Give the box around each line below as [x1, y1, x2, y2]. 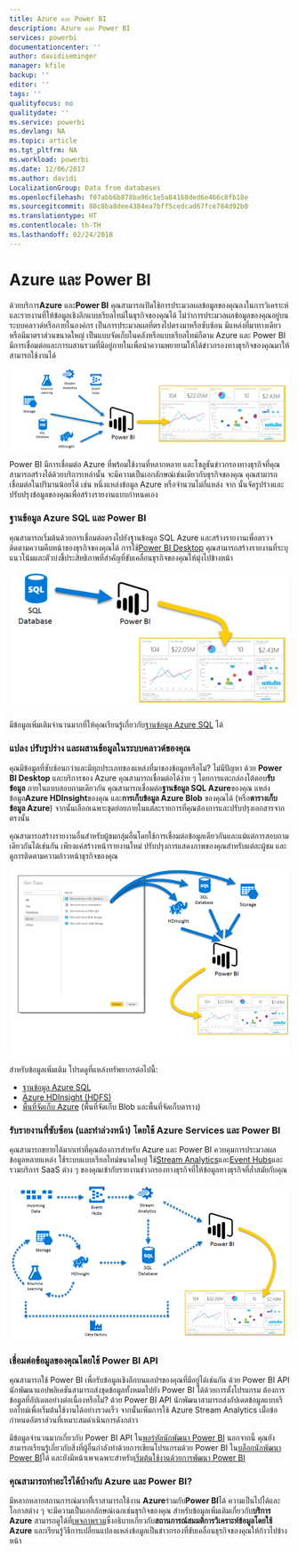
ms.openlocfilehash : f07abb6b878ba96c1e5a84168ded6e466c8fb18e [9, 192, 249, 202]
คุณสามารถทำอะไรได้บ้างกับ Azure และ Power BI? [9, 1475, 193, 1487]
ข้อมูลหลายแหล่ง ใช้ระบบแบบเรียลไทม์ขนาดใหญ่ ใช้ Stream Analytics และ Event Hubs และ [9, 1154, 283, 1165]
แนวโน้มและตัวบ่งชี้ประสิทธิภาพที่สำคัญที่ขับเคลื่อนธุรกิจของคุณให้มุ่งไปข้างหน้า [9, 552, 233, 562]
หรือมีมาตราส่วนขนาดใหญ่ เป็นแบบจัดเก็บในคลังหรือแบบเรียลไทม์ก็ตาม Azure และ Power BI [9, 329, 286, 340]
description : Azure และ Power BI [9, 23, 131, 33]
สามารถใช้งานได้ [9, 350, 56, 360]
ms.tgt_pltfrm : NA [9, 146, 77, 155]
